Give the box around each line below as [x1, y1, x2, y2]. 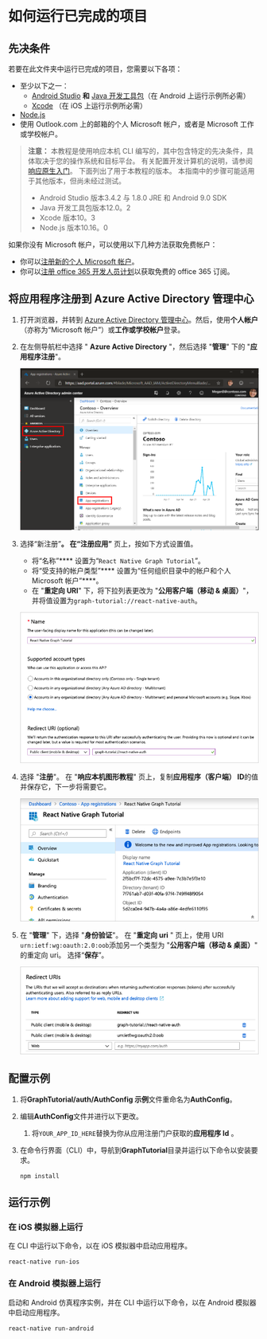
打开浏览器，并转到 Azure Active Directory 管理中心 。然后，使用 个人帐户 [19, 315, 258, 324]
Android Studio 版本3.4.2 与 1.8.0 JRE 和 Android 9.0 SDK [39, 193, 227, 202]
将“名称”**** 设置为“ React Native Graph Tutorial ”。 [31, 555, 205, 566]
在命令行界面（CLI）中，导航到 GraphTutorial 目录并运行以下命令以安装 [19, 1145, 252, 1155]
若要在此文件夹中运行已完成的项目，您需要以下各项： [8, 65, 183, 73]
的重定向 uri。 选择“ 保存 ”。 [19, 949, 109, 960]
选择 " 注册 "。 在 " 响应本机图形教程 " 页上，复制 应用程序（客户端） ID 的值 [19, 772, 259, 781]
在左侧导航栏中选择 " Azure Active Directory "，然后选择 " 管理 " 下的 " [19, 342, 251, 351]
